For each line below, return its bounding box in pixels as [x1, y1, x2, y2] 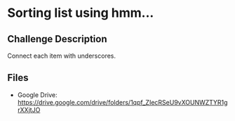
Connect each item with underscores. [7, 51, 116, 60]
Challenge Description [7, 33, 107, 45]
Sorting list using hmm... [7, 5, 154, 21]
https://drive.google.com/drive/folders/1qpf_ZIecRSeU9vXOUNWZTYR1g [17, 98, 228, 106]
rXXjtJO [17, 106, 41, 114]
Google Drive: [17, 90, 58, 99]
